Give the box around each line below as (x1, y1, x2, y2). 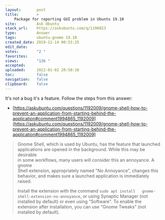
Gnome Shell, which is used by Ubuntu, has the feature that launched (17, 141, 160, 147)
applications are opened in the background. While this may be (17, 146, 145, 152)
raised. (17, 178, 32, 184)
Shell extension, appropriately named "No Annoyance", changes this (17, 168, 158, 174)
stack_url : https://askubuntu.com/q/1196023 (5, 26, 106, 31)
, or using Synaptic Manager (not (80, 193, 148, 199)
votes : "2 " (5, 49, 46, 54)
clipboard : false (5, 81, 48, 86)
